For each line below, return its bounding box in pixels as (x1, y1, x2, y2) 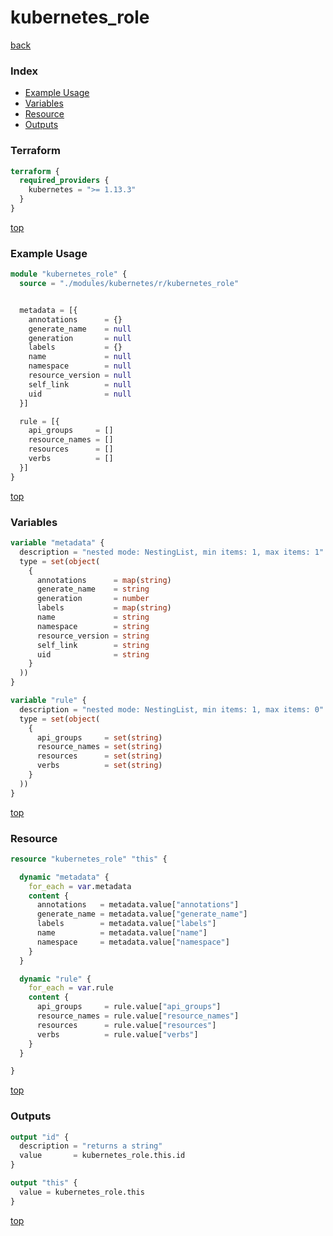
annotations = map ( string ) (36, 575, 172, 585)
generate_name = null (28, 324, 132, 334)
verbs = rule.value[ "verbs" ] (36, 1029, 199, 1040)
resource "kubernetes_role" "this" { (10, 854, 168, 864)
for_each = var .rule (28, 983, 114, 993)
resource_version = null (28, 371, 132, 381)
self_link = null (28, 379, 132, 390)
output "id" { (10, 1132, 70, 1142)
